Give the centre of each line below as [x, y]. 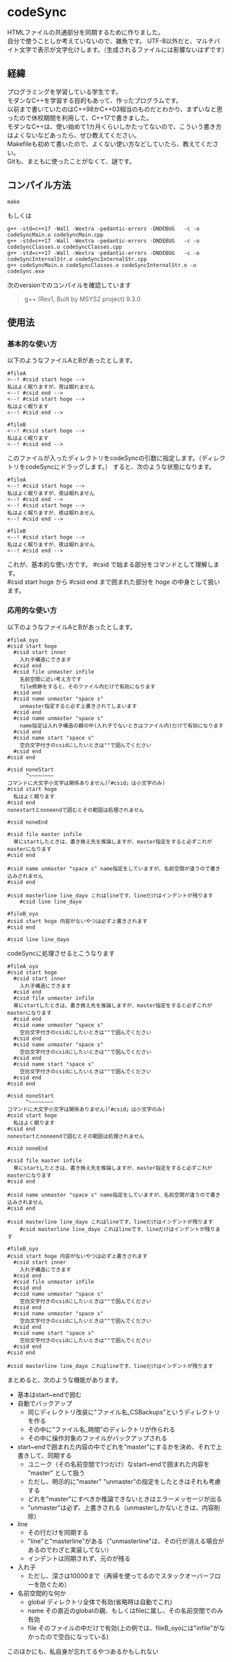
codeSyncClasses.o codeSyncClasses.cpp [65, 247]
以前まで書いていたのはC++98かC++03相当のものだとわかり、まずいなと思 [115, 109]
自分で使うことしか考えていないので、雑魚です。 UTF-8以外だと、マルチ [111, 41]
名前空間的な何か [42, 1593]
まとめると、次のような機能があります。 [65, 1380]
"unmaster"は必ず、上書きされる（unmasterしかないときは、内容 [121, 1507]
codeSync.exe [26, 271]
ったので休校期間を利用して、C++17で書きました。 [80, 117]
